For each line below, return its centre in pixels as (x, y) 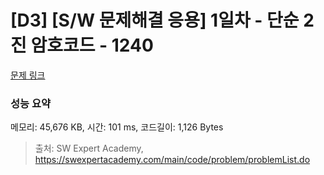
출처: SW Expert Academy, (89, 148)
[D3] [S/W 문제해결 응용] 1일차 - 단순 (155, 20)
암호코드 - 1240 (92, 45)
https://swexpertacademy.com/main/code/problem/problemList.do (172, 160)
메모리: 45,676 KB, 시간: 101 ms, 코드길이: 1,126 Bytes (117, 127)
